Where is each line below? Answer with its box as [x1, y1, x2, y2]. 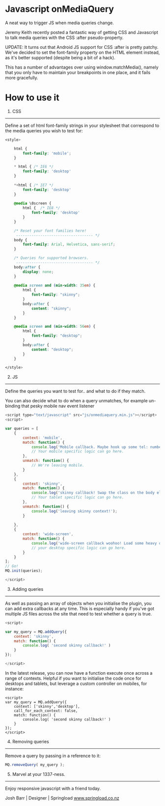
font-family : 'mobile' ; [23, 151, 71, 156]
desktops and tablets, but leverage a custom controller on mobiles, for [5, 680, 147, 687]
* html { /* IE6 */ [14, 164, 54, 169]
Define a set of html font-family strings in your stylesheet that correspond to [5, 122, 160, 128]
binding [5, 403, 21, 409]
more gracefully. [5, 75, 38, 80]
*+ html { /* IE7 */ [14, 183, 54, 188]
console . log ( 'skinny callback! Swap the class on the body [31, 490, 155, 496]
